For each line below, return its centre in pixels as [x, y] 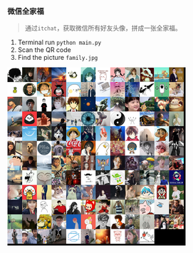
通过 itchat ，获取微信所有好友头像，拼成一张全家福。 [103, 28]
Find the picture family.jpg [58, 58]
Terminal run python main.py [59, 42]
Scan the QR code [44, 50]
